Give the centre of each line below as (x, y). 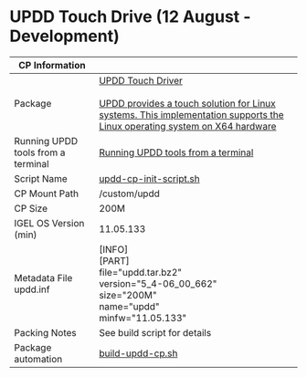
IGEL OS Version (49, 223)
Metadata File (43, 278)
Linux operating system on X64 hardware (188, 126)
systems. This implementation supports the (192, 114)
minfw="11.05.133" (143, 318)
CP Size (31, 208)
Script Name (41, 178)
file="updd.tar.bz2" (141, 272)
